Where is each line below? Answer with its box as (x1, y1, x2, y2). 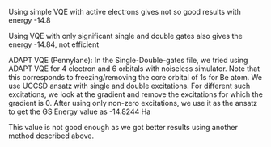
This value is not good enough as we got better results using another (8, 123, 239, 132)
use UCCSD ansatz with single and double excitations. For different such (8, 81, 251, 90)
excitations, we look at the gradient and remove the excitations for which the (8, 90, 263, 99)
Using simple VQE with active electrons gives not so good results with (8, 7, 241, 16)
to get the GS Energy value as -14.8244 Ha (8, 107, 151, 116)
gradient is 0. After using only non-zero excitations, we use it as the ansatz (8, 99, 258, 107)
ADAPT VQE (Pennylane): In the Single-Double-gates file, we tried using (8, 56, 248, 65)
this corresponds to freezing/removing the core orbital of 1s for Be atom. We (8, 73, 263, 82)
